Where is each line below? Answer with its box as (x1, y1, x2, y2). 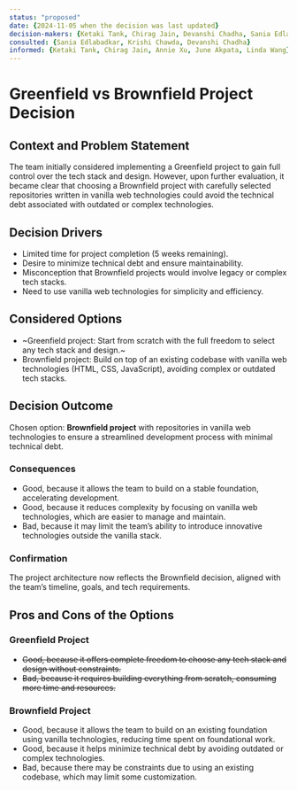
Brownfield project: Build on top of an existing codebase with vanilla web (21, 353, 287, 364)
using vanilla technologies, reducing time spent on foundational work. (21, 734, 276, 745)
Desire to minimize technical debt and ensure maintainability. (21, 258, 244, 268)
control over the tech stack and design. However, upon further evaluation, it (9, 171, 285, 182)
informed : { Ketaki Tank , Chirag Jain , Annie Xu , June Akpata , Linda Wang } (9, 46, 291, 55)
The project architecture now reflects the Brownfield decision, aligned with (9, 572, 281, 583)
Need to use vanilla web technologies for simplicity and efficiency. (21, 285, 263, 297)
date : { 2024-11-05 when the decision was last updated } (9, 21, 219, 30)
